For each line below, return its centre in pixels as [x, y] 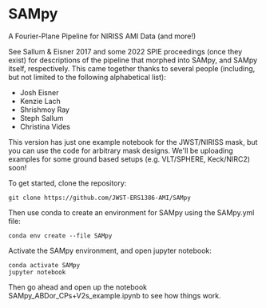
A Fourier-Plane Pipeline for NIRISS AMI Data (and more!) [102, 36]
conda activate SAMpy [44, 265]
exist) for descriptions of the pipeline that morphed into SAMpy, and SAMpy [133, 60]
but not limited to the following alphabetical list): [87, 77]
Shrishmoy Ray [45, 110]
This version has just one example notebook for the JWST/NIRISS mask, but [133, 142]
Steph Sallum [42, 118]
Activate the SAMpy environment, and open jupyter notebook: [110, 250]
